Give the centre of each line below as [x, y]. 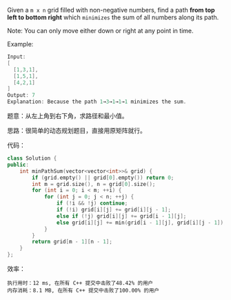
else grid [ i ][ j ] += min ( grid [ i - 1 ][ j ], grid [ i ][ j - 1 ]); [141, 223]
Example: [20, 44]
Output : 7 [21, 95]
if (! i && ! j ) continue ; [92, 203]
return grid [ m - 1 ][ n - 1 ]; [72, 242]
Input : [17, 57]
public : [18, 165]
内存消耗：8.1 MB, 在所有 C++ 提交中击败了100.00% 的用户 [83, 290]
